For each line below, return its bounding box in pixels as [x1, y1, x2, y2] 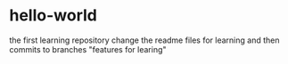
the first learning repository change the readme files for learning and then [9, 35, 280, 45]
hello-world [9, 5, 98, 26]
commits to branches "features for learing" [9, 44, 167, 54]
